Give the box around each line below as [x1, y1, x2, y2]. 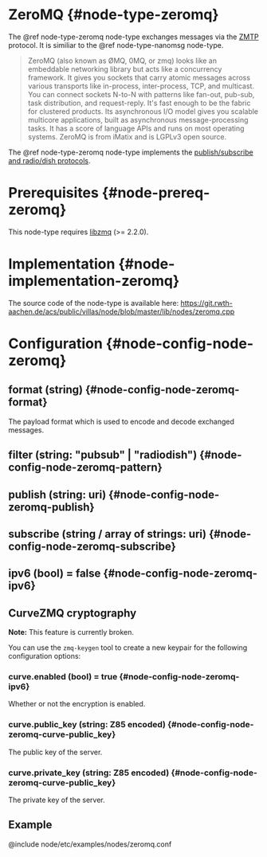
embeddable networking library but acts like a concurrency [27, 64, 222, 73]
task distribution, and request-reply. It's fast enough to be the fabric [27, 98, 251, 108]
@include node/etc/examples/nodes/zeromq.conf [8, 839, 172, 849]
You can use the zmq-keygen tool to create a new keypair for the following [8, 643, 248, 652]
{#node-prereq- [101, 184, 210, 202]
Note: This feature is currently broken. [8, 628, 134, 637]
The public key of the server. [8, 747, 103, 757]
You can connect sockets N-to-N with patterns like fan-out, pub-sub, [27, 89, 255, 99]
